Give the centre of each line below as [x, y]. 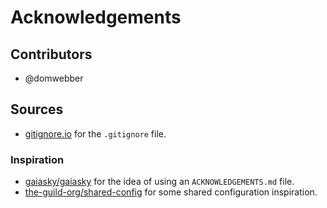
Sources [37, 109]
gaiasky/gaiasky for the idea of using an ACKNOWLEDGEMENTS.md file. [159, 182]
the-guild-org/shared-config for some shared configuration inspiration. [171, 192]
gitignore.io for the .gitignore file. [95, 133]
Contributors [51, 54]
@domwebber [54, 78]
